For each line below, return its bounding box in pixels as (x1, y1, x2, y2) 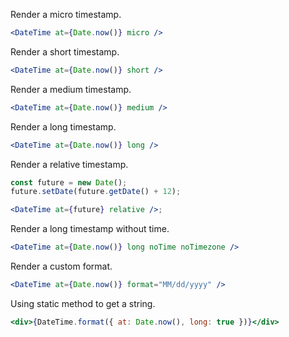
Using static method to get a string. (10, 297, 156, 309)
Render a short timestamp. (10, 45, 120, 58)
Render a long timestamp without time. (10, 223, 170, 235)
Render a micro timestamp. (10, 9, 122, 20)
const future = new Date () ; (10, 177, 128, 188)
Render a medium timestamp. (10, 83, 132, 95)
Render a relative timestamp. (10, 158, 129, 170)
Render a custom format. (10, 260, 113, 272)
